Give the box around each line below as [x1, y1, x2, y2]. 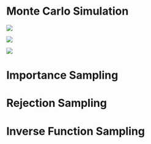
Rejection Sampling [6, 96, 107, 110]
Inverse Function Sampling [6, 124, 145, 138]
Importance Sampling [6, 68, 119, 82]
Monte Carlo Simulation [6, 4, 129, 18]
